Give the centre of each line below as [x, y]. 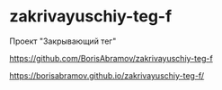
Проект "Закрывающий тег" [63, 41]
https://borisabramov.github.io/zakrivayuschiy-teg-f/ [107, 75]
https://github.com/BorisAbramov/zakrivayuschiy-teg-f [111, 58]
